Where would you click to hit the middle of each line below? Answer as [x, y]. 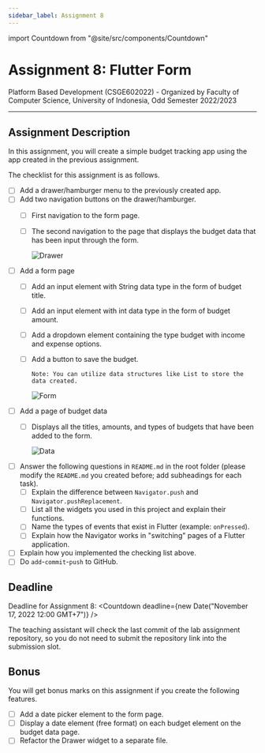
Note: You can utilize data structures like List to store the [138, 374]
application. [50, 544]
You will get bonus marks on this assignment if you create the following [124, 691]
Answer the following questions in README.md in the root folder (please [132, 466]
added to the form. [62, 436]
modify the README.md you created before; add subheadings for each [131, 476]
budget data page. [50, 732]
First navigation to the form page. [86, 215]
